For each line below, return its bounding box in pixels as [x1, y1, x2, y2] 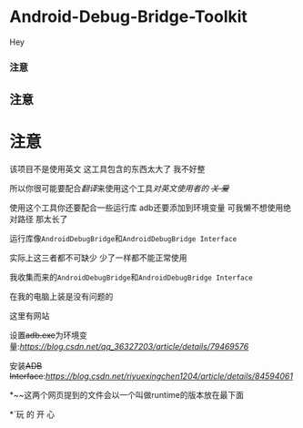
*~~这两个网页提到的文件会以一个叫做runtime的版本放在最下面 [9, 390, 244, 401]
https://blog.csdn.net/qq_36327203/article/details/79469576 [19, 341, 249, 352]
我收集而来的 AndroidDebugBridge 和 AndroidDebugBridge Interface [9, 271, 253, 283]
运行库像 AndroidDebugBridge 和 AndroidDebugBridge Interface [9, 233, 237, 244]
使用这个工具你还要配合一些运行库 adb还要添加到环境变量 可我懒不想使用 [9, 202, 284, 213]
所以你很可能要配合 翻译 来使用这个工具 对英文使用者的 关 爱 [9, 183, 229, 194]
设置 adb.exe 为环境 [9, 330, 80, 341]
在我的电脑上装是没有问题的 [9, 291, 114, 302]
